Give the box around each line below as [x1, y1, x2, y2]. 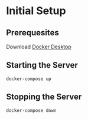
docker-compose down [6, 107, 57, 113]
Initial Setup [6, 4, 66, 18]
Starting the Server [6, 60, 79, 70]
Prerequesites [6, 28, 59, 38]
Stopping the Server [6, 92, 82, 102]
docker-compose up [6, 75, 51, 82]
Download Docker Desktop [6, 43, 72, 50]
